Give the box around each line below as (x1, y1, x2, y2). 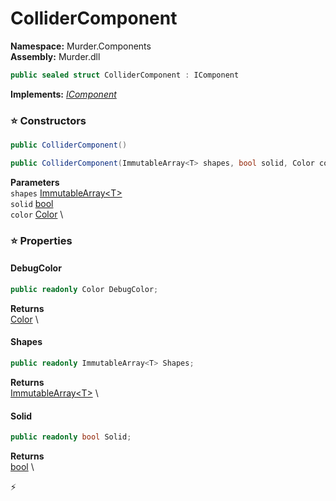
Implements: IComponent (10, 88, 117, 100)
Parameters (10, 176, 60, 188)
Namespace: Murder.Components (10, 40, 152, 52)
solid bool (10, 197, 54, 209)
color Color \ (10, 208, 64, 220)
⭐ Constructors (10, 113, 87, 127)
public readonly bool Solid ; (10, 432, 132, 442)
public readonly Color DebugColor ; (10, 284, 159, 294)
